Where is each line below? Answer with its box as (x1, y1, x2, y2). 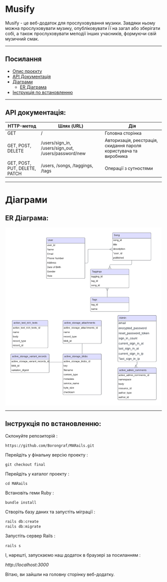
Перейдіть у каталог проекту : (5, 470, 70, 476)
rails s (5, 543, 21, 548)
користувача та (104, 148, 138, 154)
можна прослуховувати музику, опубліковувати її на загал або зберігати (5, 25, 161, 31)
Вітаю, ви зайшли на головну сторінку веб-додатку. (5, 571, 115, 577)
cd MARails (5, 481, 28, 486)
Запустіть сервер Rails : (5, 533, 56, 539)
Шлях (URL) (58, 123, 83, 129)
